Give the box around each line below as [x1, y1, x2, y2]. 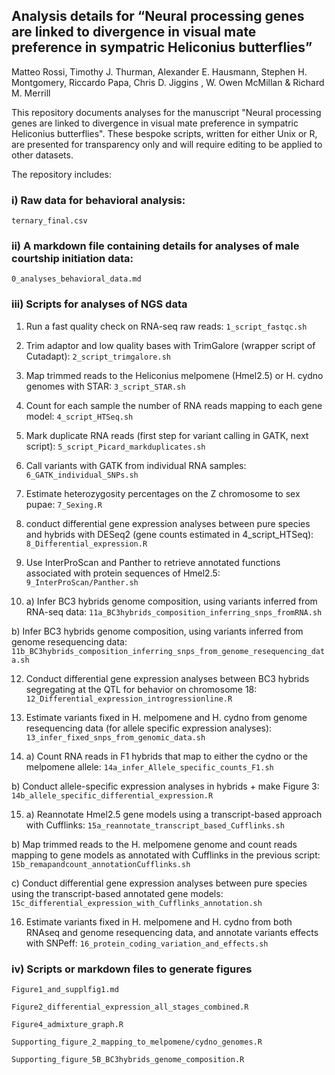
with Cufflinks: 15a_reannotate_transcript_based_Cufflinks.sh [25, 819, 285, 831]
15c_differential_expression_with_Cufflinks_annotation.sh [11, 898, 263, 908]
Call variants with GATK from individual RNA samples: [25, 459, 247, 471]
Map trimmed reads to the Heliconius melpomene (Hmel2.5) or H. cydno [25, 369, 324, 381]
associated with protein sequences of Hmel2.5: [25, 567, 221, 579]
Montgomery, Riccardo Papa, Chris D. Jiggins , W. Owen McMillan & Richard [11, 76, 325, 88]
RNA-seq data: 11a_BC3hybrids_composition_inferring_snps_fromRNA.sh [25, 605, 323, 618]
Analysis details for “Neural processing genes [11, 8, 305, 25]
